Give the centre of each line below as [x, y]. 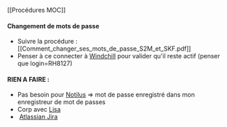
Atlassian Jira [38, 117]
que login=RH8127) [45, 63]
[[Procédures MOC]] [37, 10]
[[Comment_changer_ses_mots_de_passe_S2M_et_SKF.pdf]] [104, 49]
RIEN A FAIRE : [29, 79]
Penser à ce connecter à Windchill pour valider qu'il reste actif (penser [119, 56]
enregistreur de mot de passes [61, 102]
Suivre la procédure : [47, 42]
